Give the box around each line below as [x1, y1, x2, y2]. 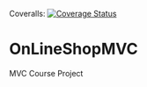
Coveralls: [9, 9, 46, 18]
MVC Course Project [9, 68, 84, 78]
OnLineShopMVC [9, 40, 138, 59]
